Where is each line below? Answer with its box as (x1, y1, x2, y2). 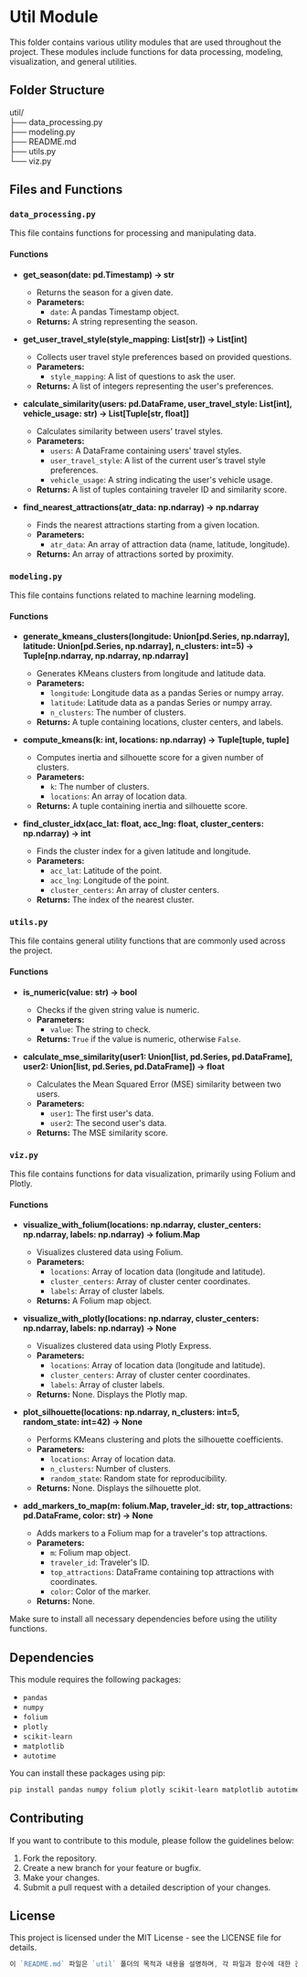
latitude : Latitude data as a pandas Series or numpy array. (49, 697, 272, 708)
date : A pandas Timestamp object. (49, 306, 180, 317)
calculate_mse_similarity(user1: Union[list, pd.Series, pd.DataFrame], (22, 1051, 293, 1062)
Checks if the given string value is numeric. (36, 1004, 200, 1015)
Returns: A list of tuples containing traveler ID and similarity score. (36, 484, 288, 494)
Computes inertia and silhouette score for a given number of (36, 752, 264, 763)
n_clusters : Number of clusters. (49, 1463, 171, 1474)
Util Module (9, 6, 99, 27)
